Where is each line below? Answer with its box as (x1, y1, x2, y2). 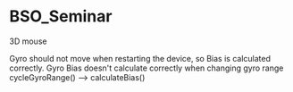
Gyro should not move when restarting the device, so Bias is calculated (9, 53, 271, 63)
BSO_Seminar (9, 6, 113, 27)
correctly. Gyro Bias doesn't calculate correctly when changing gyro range (9, 63, 284, 73)
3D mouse (9, 36, 47, 46)
